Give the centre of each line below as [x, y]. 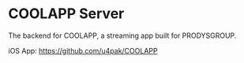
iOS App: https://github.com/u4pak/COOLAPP [83, 50]
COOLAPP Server [66, 14]
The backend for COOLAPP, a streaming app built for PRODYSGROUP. [122, 35]
